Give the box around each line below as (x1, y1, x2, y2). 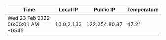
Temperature (127, 6, 159, 13)
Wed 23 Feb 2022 (7, 15, 50, 21)
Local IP (58, 6, 78, 13)
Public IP (93, 6, 115, 13)
